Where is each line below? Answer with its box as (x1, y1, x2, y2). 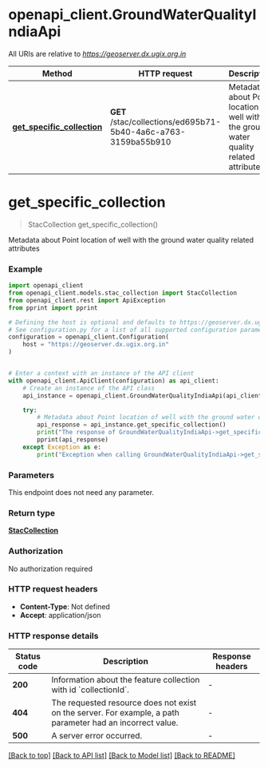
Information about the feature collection (51, 675, 200, 686)
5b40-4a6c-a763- (110, 126, 186, 137)
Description (102, 656, 149, 667)
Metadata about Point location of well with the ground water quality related (8, 235, 254, 244)
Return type (8, 507, 56, 518)
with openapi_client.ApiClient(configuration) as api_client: (8, 377, 219, 385)
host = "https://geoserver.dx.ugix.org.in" (22, 341, 170, 349)
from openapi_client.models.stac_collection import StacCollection (8, 289, 238, 297)
